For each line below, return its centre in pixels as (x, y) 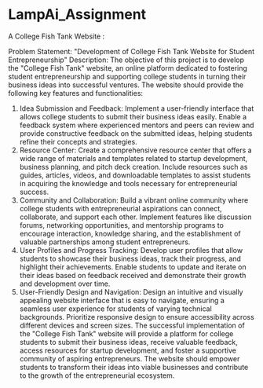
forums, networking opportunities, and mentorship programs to (121, 225)
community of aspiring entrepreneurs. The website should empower (130, 358)
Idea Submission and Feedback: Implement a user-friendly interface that (137, 108)
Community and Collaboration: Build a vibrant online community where (134, 200)
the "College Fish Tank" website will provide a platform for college (126, 333)
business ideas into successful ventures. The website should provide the (126, 85)
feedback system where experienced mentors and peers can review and (137, 125)
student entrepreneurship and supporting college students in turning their (127, 76)
